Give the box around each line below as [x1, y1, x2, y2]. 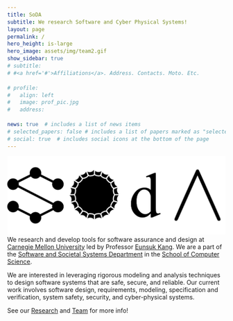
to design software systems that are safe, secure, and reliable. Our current [7, 278, 220, 286]
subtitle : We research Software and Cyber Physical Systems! [7, 18, 188, 26]
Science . [7, 257, 33, 266]
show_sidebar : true [7, 55, 64, 62]
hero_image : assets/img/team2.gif [7, 48, 107, 55]
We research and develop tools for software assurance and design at [7, 235, 205, 243]
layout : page [7, 26, 45, 33]
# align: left [7, 92, 54, 98]
